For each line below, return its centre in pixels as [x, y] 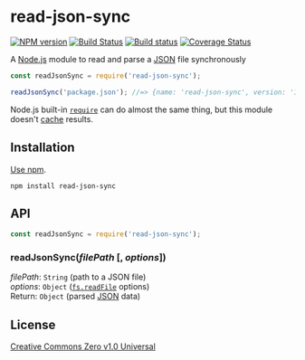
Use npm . [29, 169]
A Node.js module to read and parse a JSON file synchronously [129, 59]
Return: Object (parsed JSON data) [76, 297]
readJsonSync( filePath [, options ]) [88, 258]
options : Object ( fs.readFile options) [80, 287]
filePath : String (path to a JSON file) [78, 277]
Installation [43, 148]
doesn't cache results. [52, 118]
